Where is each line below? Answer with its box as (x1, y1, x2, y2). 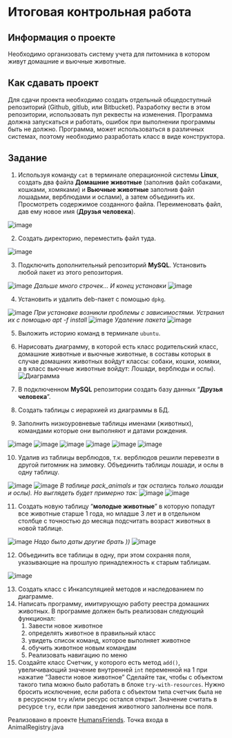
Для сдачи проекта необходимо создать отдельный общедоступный (8, 95, 212, 104)
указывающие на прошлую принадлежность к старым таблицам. (17, 558, 211, 566)
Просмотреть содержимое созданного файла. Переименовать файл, (17, 200, 223, 208)
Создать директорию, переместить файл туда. (17, 234, 156, 242)
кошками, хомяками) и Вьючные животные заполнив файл (17, 185, 195, 193)
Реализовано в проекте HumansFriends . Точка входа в (8, 715, 168, 724)
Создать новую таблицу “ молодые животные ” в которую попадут (17, 502, 215, 510)
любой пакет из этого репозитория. (17, 268, 124, 276)
